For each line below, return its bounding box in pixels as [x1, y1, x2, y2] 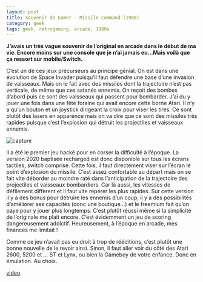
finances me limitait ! [6, 226, 58, 234]
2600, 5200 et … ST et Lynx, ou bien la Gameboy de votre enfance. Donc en [6, 251, 197, 258]
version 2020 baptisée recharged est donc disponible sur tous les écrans [6, 156, 189, 163]
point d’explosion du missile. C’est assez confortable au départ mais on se [6, 168, 191, 176]
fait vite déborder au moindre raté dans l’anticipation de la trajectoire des [6, 174, 188, 182]
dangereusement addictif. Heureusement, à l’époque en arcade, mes [6, 220, 178, 227]
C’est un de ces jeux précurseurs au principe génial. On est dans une [6, 67, 179, 75]
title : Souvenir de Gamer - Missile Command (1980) [6, 15, 139, 21]
